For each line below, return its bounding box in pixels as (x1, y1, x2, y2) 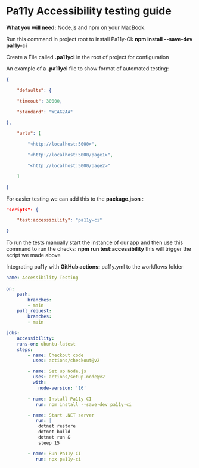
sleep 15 (38, 440, 60, 446)
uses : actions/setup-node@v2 (32, 374, 105, 380)
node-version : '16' (38, 385, 86, 391)
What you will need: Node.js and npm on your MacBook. (6, 24, 146, 31)
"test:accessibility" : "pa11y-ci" (17, 217, 102, 223)
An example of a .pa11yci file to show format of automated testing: (6, 64, 169, 72)
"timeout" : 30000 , (17, 98, 63, 104)
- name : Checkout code (27, 352, 84, 358)
